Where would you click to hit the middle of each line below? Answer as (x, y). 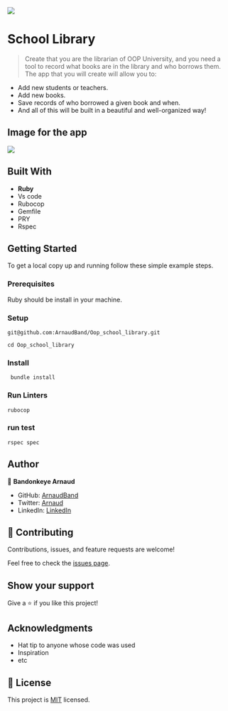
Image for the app (47, 132)
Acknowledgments (50, 628)
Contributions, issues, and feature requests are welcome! (91, 549)
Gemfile (29, 211)
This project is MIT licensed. (49, 700)
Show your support (51, 585)
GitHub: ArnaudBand (48, 495)
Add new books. (42, 95)
